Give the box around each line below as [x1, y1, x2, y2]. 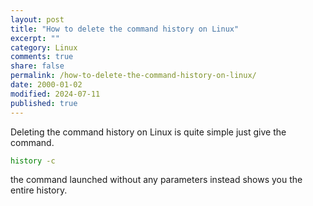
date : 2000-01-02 [10, 80, 83, 90]
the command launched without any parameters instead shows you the [10, 174, 303, 186]
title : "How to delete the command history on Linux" [10, 24, 240, 34]
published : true [10, 98, 78, 108]
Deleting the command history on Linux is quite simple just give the [10, 126, 287, 138]
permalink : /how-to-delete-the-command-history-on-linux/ [10, 71, 257, 81]
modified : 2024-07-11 [10, 89, 101, 99]
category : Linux [10, 42, 78, 53]
